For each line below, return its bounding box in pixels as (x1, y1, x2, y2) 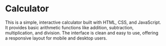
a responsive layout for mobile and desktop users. (5, 35, 108, 41)
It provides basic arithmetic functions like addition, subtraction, (5, 24, 134, 30)
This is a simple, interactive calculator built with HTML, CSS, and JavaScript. (5, 19, 161, 25)
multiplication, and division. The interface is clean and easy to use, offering (5, 30, 159, 36)
